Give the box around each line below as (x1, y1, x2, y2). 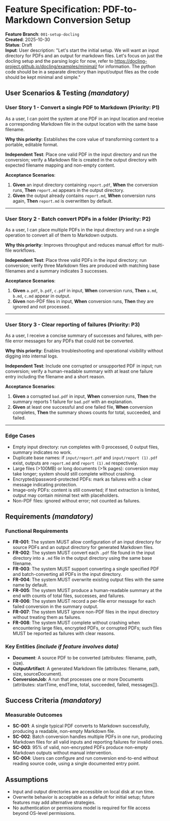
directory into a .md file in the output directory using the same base (12, 555, 152, 561)
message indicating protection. (12, 481, 77, 487)
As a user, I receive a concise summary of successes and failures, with (5, 333, 153, 339)
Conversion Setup (53, 14, 131, 26)
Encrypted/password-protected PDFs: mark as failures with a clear (12, 476, 152, 482)
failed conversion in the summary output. (12, 604, 99, 610)
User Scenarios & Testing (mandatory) (5, 89, 130, 97)
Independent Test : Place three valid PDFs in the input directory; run (5, 257, 147, 263)
